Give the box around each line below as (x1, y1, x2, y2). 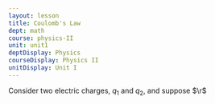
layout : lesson (8, 11, 60, 20)
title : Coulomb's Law (8, 19, 81, 27)
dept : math (8, 26, 45, 34)
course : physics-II (8, 34, 74, 42)
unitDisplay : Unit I (8, 64, 78, 72)
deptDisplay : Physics (8, 49, 81, 57)
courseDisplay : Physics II (8, 57, 99, 65)
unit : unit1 (8, 42, 48, 50)
